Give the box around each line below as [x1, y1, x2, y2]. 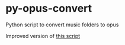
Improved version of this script [5, 32, 81, 39]
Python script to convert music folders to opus [5, 21, 119, 28]
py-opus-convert [5, 2, 92, 15]
